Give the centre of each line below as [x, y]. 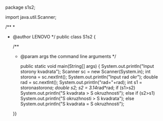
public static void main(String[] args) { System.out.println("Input [87, 66]
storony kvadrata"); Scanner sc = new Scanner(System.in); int [85, 71]
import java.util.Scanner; [31, 17]
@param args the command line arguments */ [68, 56]
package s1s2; [20, 7]
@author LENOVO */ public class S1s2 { [54, 37]
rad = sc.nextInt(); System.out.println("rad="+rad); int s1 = [81, 82]
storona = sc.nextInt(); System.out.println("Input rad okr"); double [89, 77]
